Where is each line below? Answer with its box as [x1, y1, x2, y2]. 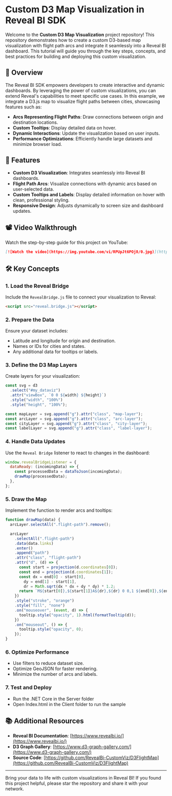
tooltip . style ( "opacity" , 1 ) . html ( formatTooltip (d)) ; [18, 613, 137, 618]
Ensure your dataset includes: [5, 328, 68, 334]
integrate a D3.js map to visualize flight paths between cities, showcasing [5, 98, 160, 104]
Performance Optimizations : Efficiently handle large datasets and [12, 135, 153, 142]
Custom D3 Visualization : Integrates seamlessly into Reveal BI [12, 170, 145, 176]
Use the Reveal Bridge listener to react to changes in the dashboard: [5, 450, 150, 456]
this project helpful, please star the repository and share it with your [5, 780, 148, 787]
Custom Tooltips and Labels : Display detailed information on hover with [12, 191, 165, 197]
